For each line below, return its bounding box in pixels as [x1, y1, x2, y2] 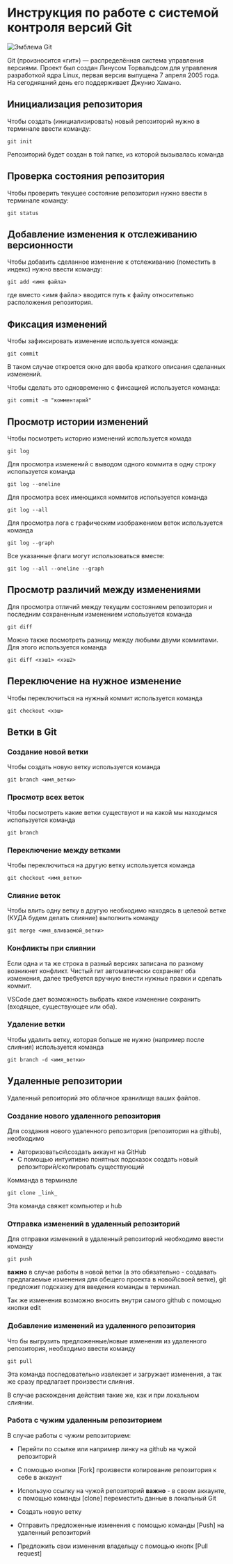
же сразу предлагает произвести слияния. [7, 1377, 135, 1386]
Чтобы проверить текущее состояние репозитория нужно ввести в [7, 189, 207, 197]
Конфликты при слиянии [7, 943, 96, 953]
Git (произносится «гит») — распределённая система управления [7, 56, 204, 64]
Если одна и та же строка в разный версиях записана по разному [7, 959, 204, 967]
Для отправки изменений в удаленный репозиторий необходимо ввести [7, 1235, 224, 1243]
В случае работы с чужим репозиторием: [7, 1431, 131, 1439]
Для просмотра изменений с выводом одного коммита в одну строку [7, 460, 216, 468]
